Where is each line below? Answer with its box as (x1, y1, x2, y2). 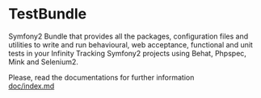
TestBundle (8, 5, 87, 23)
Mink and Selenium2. (8, 57, 79, 67)
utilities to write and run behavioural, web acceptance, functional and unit (8, 39, 253, 49)
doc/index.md (8, 81, 55, 91)
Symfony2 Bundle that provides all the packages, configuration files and (8, 31, 249, 41)
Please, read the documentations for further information (8, 72, 195, 82)
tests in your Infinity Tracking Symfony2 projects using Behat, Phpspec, (8, 48, 246, 58)
